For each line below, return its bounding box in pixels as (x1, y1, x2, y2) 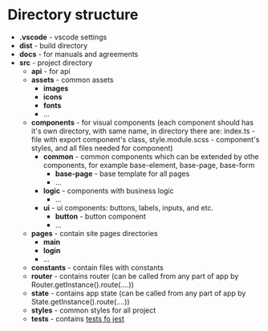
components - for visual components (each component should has (30, 117, 254, 127)
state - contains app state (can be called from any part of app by (30, 288, 246, 298)
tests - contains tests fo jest (30, 313, 125, 323)
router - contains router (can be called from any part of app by (30, 271, 239, 280)
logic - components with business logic (43, 186, 174, 195)
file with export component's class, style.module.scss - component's (30, 134, 260, 144)
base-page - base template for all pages (55, 169, 190, 178)
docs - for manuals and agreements (18, 49, 139, 59)
